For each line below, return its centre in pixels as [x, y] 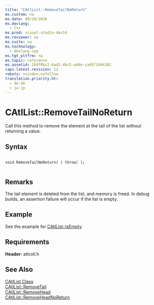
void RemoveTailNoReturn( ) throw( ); [45, 163]
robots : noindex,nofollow [32, 74]
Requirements [27, 242]
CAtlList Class [19, 281]
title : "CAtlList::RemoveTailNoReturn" [46, 10]
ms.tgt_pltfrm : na [24, 56]
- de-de [18, 83]
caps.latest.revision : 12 [32, 70]
